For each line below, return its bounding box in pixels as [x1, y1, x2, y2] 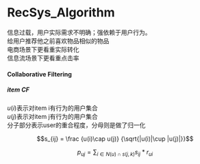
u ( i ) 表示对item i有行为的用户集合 [7, 104, 98, 112]
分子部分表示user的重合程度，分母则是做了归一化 [7, 121, 146, 129]
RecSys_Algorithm [7, 5, 115, 20]
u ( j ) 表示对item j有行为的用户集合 [7, 112, 98, 120]
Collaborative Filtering [7, 70, 72, 78]
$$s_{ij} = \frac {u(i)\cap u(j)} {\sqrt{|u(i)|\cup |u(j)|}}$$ [36, 135, 194, 143]
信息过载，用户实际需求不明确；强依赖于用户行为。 [7, 28, 151, 36]
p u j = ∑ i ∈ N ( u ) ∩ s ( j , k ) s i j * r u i [77, 148, 153, 158]
